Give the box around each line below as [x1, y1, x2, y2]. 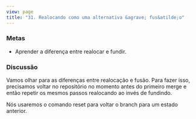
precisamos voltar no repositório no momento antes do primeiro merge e [6, 83, 187, 90]
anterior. [6, 108, 27, 115]
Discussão [6, 63, 38, 71]
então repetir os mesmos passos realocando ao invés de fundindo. [6, 90, 172, 97]
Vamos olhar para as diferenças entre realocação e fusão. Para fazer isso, [6, 76, 191, 84]
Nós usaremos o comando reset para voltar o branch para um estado [6, 101, 178, 108]
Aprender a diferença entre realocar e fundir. [14, 47, 127, 55]
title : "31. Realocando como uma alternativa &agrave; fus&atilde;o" [6, 14, 185, 20]
